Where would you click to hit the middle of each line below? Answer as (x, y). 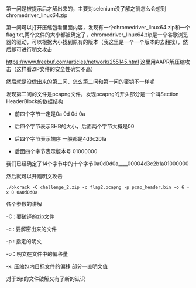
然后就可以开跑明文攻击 (34, 176)
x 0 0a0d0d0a (22, 192)
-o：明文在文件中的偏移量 (37, 254)
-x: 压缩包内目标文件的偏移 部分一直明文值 (57, 266)
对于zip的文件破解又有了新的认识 (46, 279)
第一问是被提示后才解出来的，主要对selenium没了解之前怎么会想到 (86, 9)
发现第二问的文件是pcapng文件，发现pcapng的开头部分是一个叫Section (92, 94)
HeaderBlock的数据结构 (35, 101)
